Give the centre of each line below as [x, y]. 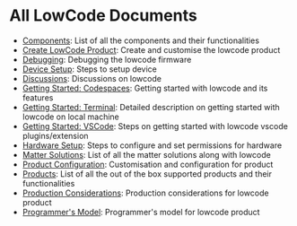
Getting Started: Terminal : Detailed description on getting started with [151, 107]
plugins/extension [55, 135]
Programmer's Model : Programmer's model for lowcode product [141, 212]
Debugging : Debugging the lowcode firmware [107, 59]
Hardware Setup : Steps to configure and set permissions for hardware [152, 145]
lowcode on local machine [70, 117]
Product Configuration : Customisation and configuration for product [148, 164]
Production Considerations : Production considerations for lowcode [145, 193]
